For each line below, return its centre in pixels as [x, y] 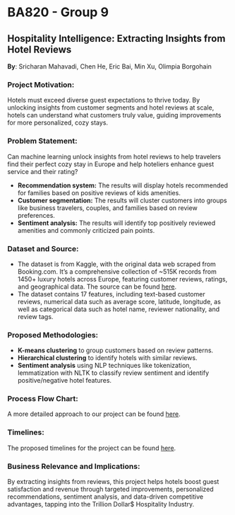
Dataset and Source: [43, 248]
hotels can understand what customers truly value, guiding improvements [114, 115]
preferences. [36, 215]
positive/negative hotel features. [64, 381]
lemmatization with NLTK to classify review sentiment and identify [113, 373]
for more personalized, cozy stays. [58, 123]
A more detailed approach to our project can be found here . [94, 414]
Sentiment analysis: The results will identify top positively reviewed [116, 223]
